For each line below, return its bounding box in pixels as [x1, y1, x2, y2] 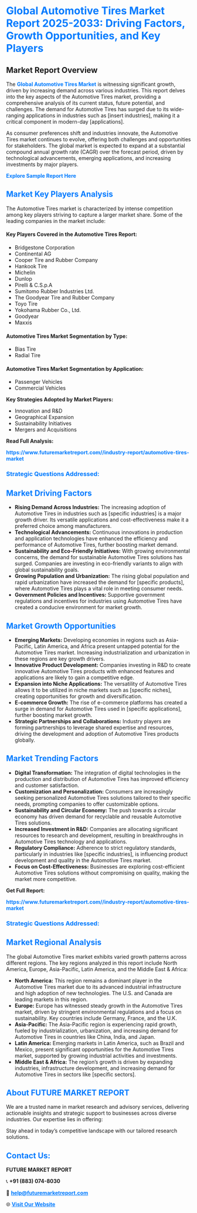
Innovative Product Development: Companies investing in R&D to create [14, 661, 191, 669]
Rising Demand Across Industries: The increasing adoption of [14, 504, 166, 511]
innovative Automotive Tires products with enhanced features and [14, 667, 175, 674]
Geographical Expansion [14, 414, 74, 421]
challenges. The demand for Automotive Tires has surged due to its [6, 106, 169, 112]
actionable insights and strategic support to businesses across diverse [6, 1109, 177, 1116]
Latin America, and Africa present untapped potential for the [34, 643, 180, 650]
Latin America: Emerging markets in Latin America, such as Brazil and [14, 1039, 185, 1046]
